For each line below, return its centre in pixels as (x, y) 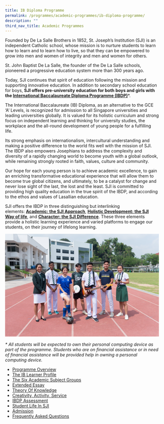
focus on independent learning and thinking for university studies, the (75, 121)
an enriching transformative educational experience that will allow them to (80, 176)
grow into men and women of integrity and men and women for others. (76, 56)
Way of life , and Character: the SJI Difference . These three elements (75, 217)
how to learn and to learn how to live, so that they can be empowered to (77, 51)
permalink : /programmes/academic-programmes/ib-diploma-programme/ (75, 15)
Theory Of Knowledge (34, 390)
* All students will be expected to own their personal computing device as (79, 344)
